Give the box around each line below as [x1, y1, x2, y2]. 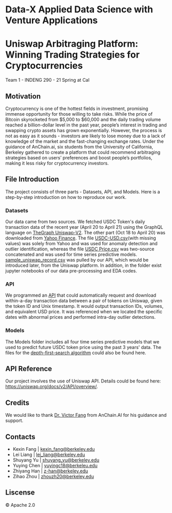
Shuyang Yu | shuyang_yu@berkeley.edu [12, 457, 100, 463]
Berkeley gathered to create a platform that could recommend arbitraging [5, 149, 161, 155]
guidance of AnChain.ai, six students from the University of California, [5, 143, 154, 150]
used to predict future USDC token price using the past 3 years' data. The [5, 344, 162, 350]
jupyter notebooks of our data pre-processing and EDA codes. [5, 268, 137, 274]
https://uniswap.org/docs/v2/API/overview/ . [5, 383, 99, 390]
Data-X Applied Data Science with [5, 4, 153, 15]
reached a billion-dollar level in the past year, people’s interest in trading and [5, 122, 167, 128]
